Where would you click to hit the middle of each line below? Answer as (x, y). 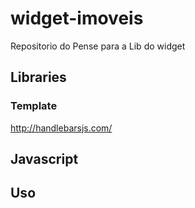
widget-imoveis (77, 18)
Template (34, 106)
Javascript (44, 159)
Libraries (38, 77)
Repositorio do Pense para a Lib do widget (98, 46)
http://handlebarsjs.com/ (61, 128)
